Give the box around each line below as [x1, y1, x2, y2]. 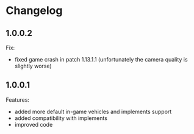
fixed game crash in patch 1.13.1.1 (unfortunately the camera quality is [14, 56, 188, 63]
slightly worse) [14, 62, 52, 69]
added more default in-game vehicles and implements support [14, 108, 172, 115]
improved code [14, 121, 53, 128]
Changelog [5, 4, 63, 18]
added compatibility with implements [14, 114, 108, 122]
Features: [5, 96, 30, 104]
